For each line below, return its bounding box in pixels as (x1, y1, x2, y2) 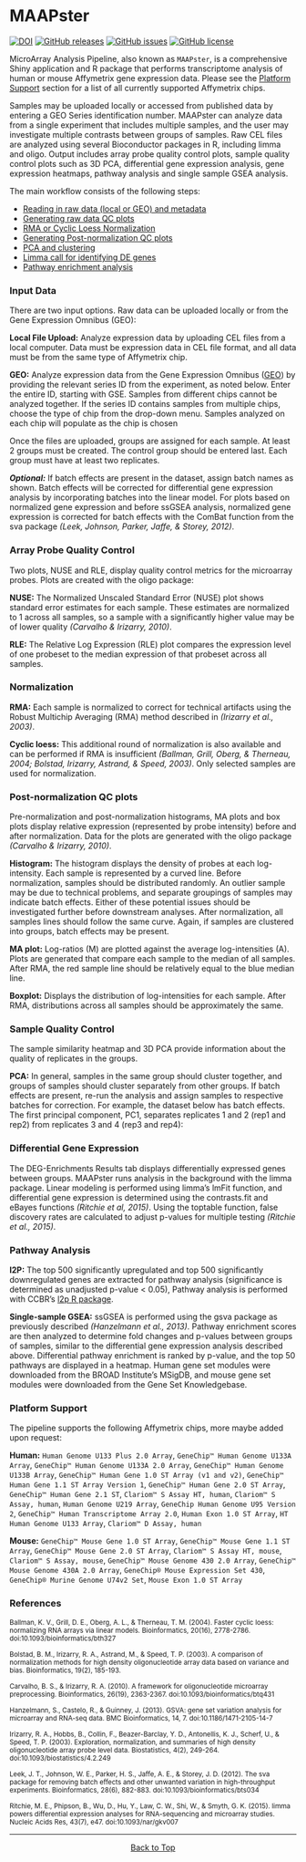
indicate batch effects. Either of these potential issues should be (9, 897, 250, 908)
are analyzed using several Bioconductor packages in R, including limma (9, 139, 281, 150)
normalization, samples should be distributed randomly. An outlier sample (9, 878, 286, 889)
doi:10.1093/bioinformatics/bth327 (9, 1634, 117, 1643)
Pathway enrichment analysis (22, 261, 134, 272)
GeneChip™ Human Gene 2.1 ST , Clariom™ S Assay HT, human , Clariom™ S (9, 1489, 276, 1500)
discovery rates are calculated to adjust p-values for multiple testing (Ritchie (9, 1211, 296, 1222)
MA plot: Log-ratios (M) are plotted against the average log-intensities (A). (9, 943, 290, 954)
